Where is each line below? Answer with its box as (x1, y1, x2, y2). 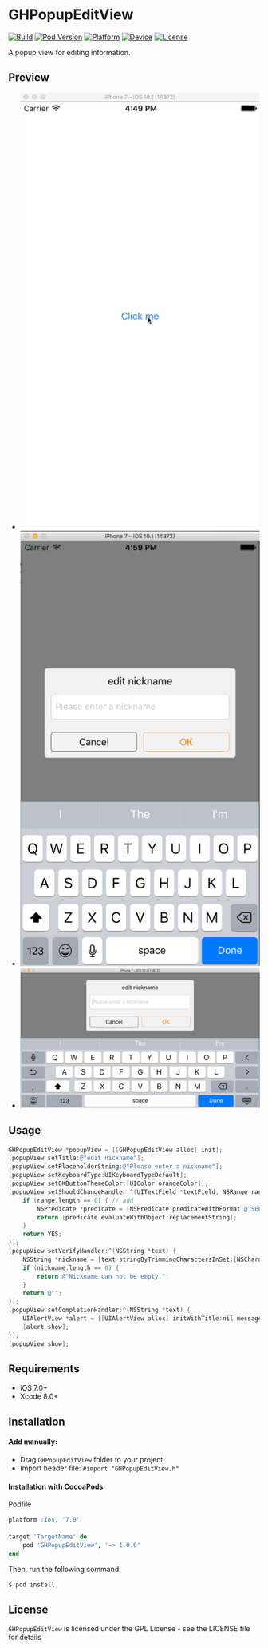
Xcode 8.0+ (19, 1391, 59, 1401)
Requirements (8, 1362, 80, 1375)
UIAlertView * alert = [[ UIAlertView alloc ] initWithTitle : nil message (22, 1315, 262, 1323)
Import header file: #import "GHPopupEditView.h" (19, 1463, 179, 1473)
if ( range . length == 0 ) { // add (22, 1196, 134, 1204)
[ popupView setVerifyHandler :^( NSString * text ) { (8, 1247, 177, 1255)
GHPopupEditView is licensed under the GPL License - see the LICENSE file (8, 1624, 250, 1634)
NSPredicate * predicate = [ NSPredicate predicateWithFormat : (37, 1205, 245, 1213)
